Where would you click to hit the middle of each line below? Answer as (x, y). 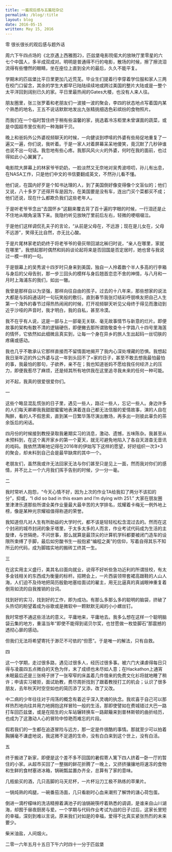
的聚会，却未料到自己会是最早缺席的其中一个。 (55, 453)
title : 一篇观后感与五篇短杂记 (34, 10)
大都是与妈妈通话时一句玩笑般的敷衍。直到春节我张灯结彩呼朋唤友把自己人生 (86, 297)
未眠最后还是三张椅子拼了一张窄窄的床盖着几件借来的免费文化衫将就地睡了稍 (86, 675)
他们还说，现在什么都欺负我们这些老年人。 (50, 198)
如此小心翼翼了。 (28, 157)
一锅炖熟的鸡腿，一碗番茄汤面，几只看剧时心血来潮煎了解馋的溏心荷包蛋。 (84, 792)
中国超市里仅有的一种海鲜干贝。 (43, 127)
